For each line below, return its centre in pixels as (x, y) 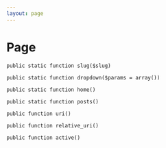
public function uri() (39, 114)
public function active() (43, 138)
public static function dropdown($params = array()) (83, 77)
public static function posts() (52, 101)
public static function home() (51, 90)
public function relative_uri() (52, 125)
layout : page (25, 13)
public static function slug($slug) (59, 66)
